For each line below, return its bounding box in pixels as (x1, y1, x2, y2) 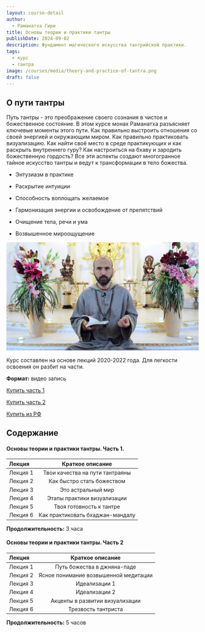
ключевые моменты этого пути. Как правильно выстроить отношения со (6, 127, 198, 134)
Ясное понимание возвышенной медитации (38, 571, 153, 579)
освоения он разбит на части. (6, 363, 84, 370)
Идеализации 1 (75, 580, 116, 587)
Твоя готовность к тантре (54, 503, 120, 511)
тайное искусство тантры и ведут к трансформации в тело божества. (6, 159, 188, 167)
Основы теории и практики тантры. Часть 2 (6, 539, 124, 546)
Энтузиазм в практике (15, 171, 74, 178)
